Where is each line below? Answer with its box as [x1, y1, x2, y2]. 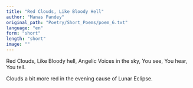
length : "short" [6, 36, 46, 42]
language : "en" [6, 25, 44, 31]
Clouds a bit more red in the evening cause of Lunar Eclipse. [6, 75, 153, 82]
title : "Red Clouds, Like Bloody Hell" [6, 8, 104, 15]
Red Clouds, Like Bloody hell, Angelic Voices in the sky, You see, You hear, [6, 57, 188, 65]
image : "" [6, 42, 31, 48]
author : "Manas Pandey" [6, 14, 65, 20]
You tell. [6, 63, 26, 70]
